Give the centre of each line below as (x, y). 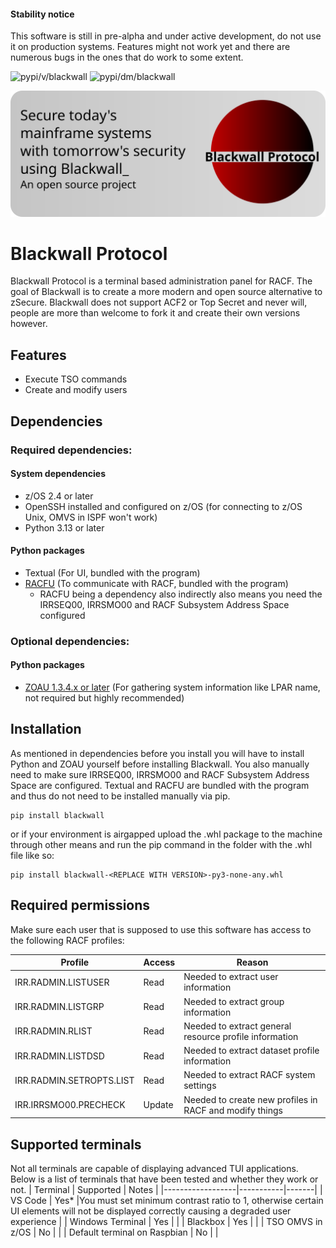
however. (29, 324)
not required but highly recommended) (104, 698)
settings (200, 1086)
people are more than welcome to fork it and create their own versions (155, 313)
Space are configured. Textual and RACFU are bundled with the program (160, 785)
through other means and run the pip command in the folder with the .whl (161, 844)
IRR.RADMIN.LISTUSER (62, 982)
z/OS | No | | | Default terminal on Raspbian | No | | (114, 1232)
